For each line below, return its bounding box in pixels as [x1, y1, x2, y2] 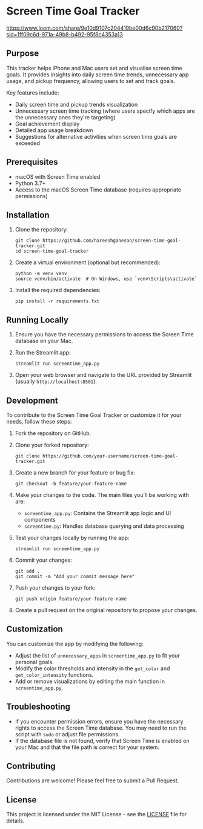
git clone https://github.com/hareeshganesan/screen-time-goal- [15, 238, 181, 244]
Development [6, 395, 59, 405]
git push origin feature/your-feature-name [15, 596, 127, 602]
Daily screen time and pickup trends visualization [15, 101, 138, 108]
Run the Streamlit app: [15, 349, 71, 356]
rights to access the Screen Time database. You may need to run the [15, 724, 187, 731]
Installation [6, 210, 50, 220]
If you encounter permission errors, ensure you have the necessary [15, 717, 184, 725]
